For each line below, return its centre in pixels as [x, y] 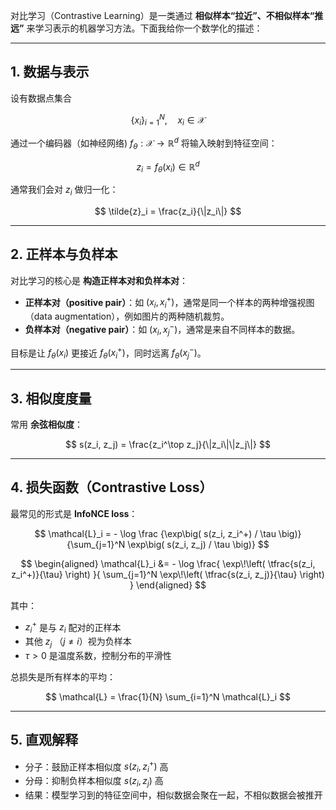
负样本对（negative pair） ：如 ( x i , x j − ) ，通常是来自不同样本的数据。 [162, 330]
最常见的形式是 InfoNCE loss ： [74, 513]
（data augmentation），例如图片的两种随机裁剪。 [127, 316]
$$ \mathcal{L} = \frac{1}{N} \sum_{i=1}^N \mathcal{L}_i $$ [168, 697]
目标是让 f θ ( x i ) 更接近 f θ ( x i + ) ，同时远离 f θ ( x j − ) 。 [108, 353]
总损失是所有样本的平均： [63, 677]
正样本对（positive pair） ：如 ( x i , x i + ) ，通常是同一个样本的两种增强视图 [169, 302]
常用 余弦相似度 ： [46, 424]
